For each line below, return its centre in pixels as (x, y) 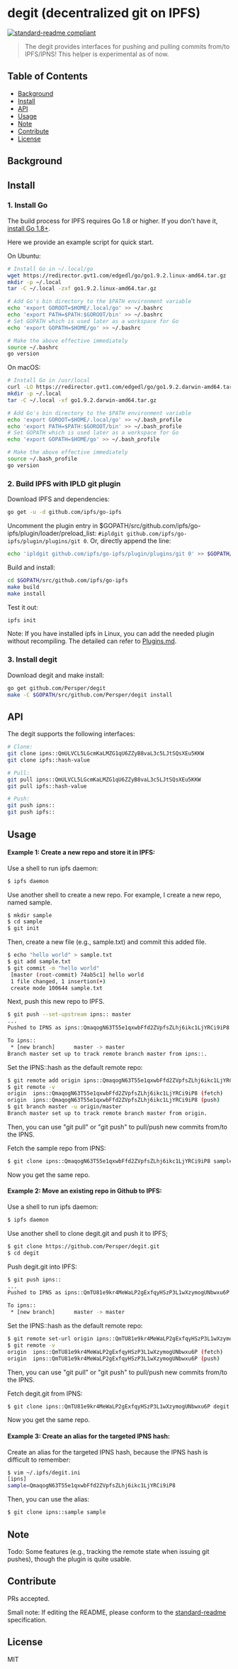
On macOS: (24, 368)
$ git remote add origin (44, 1080)
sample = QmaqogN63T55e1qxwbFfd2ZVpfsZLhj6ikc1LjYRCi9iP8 (91, 1486)
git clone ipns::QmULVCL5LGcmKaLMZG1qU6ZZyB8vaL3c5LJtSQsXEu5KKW (106, 754)
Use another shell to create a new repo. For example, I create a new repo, (114, 894)
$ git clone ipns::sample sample (57, 1512)
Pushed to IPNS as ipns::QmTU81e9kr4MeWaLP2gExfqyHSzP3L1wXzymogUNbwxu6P (119, 1293)
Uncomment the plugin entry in (52, 526)
